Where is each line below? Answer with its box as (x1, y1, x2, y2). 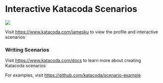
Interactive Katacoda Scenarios (5, 3, 137, 15)
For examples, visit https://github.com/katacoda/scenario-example (5, 72, 141, 78)
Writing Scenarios (5, 46, 49, 53)
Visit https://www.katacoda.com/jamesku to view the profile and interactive (5, 28, 158, 35)
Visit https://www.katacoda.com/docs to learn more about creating (5, 57, 141, 63)
